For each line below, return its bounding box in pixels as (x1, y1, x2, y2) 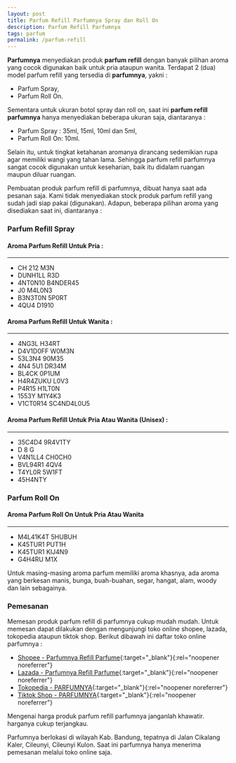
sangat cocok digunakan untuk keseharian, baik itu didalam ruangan (7, 163, 205, 171)
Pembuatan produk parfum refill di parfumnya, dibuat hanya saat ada (7, 184, 207, 192)
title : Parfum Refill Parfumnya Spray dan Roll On (7, 17, 159, 24)
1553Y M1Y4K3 (17, 392, 62, 400)
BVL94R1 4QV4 (17, 460, 63, 469)
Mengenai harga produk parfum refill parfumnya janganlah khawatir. (7, 712, 205, 721)
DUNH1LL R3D (17, 271, 60, 280)
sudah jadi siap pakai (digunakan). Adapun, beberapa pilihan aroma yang (7, 199, 219, 208)
